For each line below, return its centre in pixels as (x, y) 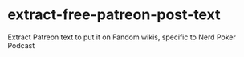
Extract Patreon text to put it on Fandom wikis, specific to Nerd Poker (122, 37)
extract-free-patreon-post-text (114, 15)
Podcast (21, 45)
